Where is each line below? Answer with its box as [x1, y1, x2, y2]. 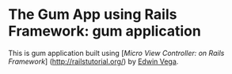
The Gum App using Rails [8, 6, 177, 24]
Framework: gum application [8, 22, 202, 40]
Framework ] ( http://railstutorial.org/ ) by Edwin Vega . [8, 57, 179, 66]
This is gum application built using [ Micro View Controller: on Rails [8, 48, 225, 57]
